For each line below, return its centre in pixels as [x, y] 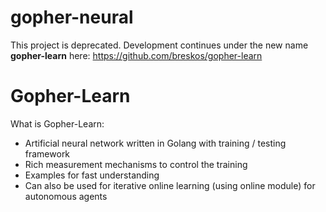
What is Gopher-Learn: [57, 123]
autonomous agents [66, 196]
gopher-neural [72, 17]
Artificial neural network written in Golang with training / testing [155, 143]
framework [47, 153]
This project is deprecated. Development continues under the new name [159, 45]
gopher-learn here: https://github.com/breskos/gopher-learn [136, 55]
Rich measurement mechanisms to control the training [136, 164]
